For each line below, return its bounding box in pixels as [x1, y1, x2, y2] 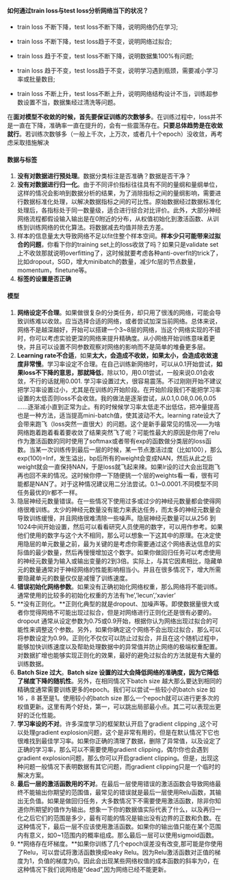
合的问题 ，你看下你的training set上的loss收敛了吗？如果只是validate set [16, 241, 219, 249]
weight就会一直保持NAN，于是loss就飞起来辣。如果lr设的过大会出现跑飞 [16, 463, 220, 471]
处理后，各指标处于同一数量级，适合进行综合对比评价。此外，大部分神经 [16, 206, 221, 215]
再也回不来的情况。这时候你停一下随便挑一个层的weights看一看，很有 [16, 471, 214, 479]
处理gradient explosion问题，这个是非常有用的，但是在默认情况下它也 [23, 728, 220, 736]
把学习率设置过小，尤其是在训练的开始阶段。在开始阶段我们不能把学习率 [16, 385, 221, 393]
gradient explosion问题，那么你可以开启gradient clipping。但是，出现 [16, 754, 214, 762]
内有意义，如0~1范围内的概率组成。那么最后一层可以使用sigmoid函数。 [16, 831, 218, 839]
